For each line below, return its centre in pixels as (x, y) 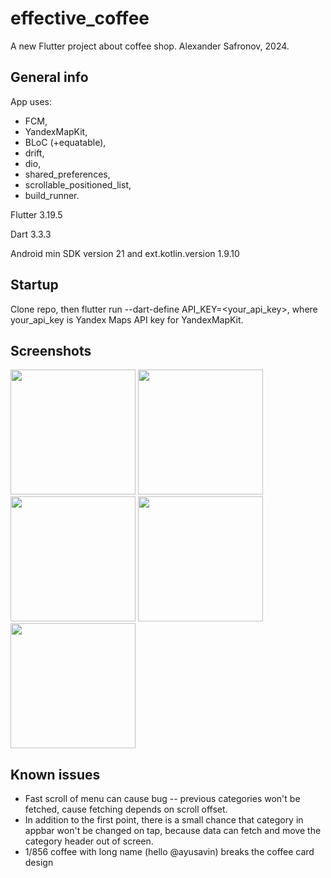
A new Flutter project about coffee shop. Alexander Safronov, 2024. (150, 46)
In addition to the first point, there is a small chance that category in (164, 820)
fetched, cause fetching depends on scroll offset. (126, 809)
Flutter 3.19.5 (36, 214)
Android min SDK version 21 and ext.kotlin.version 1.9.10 (125, 253)
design (39, 863)
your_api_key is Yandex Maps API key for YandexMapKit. (127, 319)
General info (49, 77)
